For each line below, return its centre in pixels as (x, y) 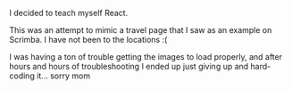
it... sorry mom (64, 76)
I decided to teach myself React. (69, 13)
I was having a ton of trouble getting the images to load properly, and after (146, 57)
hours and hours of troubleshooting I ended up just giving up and (129, 66)
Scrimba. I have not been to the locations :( (88, 40)
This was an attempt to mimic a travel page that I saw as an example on (141, 30)
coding (22, 76)
